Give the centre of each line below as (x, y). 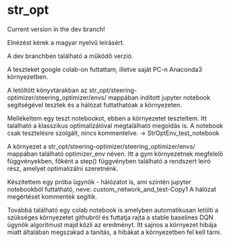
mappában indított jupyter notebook (159, 97)
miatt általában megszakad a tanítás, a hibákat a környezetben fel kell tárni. (114, 232)
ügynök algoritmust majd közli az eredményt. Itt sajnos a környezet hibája (112, 224)
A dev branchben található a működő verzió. (70, 56)
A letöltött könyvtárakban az (47, 90)
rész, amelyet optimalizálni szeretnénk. (63, 168)
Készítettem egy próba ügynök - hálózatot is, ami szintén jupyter (99, 181)
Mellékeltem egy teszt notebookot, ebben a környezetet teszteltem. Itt (107, 118)
